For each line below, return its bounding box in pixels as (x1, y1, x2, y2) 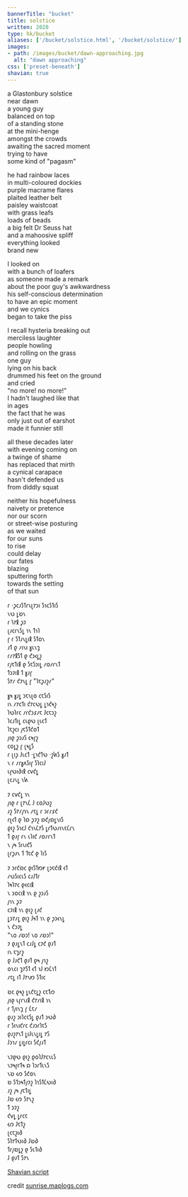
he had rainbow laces (7, 171, 70, 179)
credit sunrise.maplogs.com (7, 1181, 89, 1190)
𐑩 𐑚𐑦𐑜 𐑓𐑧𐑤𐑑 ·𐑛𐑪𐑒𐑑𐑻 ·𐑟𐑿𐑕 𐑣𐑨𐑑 (7, 750, 69, 759)
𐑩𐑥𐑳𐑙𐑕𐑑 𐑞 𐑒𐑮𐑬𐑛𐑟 (7, 651, 42, 659)
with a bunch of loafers (7, 267, 75, 276)
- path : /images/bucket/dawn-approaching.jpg (7, 50, 143, 57)
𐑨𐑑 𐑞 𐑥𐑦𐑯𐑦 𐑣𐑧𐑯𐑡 (7, 642, 40, 652)
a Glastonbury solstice (7, 89, 73, 98)
